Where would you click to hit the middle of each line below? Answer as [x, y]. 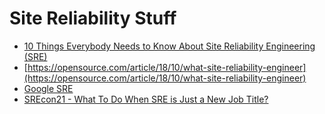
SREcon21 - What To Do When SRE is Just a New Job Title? [146, 99]
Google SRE [48, 88]
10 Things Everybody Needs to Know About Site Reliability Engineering [169, 46]
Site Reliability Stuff [93, 18]
